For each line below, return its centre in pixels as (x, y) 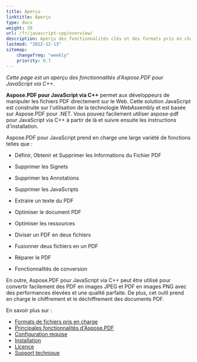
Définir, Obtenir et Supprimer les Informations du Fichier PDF (88, 155)
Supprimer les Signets (41, 166)
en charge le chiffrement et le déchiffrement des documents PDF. (85, 299)
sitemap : (17, 50)
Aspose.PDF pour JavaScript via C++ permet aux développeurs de (88, 95)
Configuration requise (41, 334)
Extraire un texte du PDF (44, 201)
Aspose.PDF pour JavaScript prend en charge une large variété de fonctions (98, 137)
